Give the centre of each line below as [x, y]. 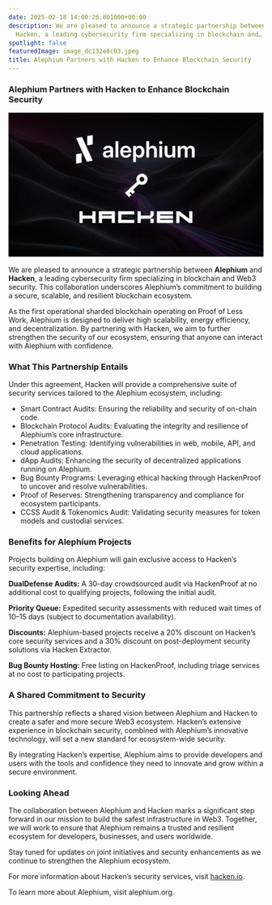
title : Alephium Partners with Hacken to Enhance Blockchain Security [130, 60]
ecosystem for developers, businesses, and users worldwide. [110, 836]
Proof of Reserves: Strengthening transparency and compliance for [132, 495]
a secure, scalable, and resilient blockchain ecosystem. [100, 295]
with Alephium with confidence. [61, 346]
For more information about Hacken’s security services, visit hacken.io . [127, 876]
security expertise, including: [57, 568]
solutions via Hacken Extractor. [60, 650]
